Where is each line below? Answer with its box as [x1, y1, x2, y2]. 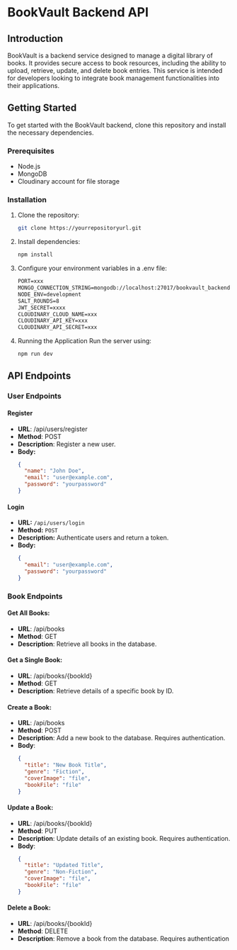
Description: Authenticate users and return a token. [17, 533, 169, 542]
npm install [17, 251, 53, 259]
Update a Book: [7, 803, 54, 812]
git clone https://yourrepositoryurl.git [17, 225, 141, 232]
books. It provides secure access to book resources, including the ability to [7, 59, 226, 67]
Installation [7, 195, 47, 205]
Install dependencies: [17, 238, 81, 246]
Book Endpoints [7, 591, 63, 601]
